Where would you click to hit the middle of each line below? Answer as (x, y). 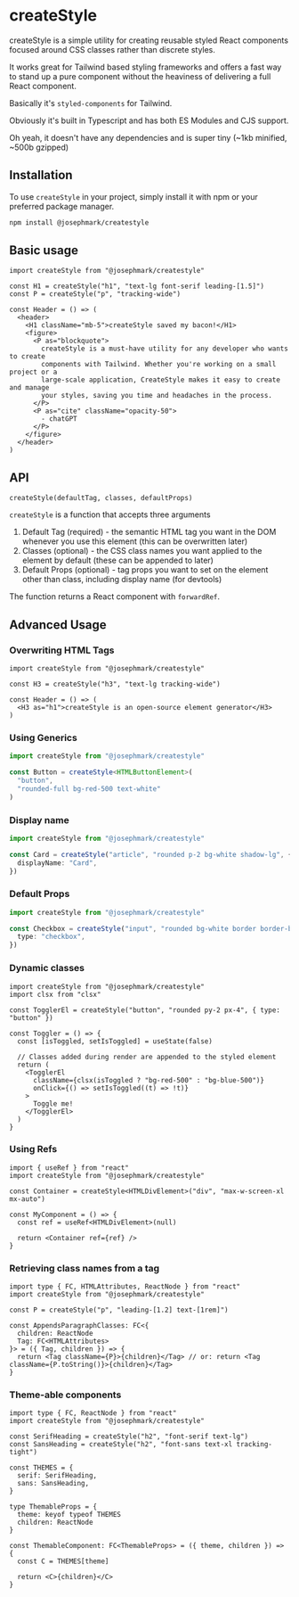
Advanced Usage (58, 625)
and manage (29, 388)
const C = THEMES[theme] (63, 1561)
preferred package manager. (62, 206)
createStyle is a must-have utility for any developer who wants (165, 349)
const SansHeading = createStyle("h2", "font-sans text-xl (121, 1445)
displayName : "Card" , (57, 863)
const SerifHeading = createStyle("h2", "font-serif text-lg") (129, 1436)
